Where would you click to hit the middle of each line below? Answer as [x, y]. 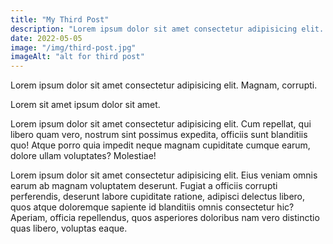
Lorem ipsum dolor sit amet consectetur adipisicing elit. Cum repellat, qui [161, 124]
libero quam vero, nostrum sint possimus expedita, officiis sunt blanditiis [159, 135]
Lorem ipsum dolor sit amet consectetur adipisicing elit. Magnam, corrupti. [164, 85]
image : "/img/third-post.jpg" [73, 47]
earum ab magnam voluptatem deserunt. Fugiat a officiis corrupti [144, 186]
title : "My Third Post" [60, 19]
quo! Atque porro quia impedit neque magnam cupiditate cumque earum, [160, 145]
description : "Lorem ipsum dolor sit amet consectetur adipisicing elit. [167, 29]
